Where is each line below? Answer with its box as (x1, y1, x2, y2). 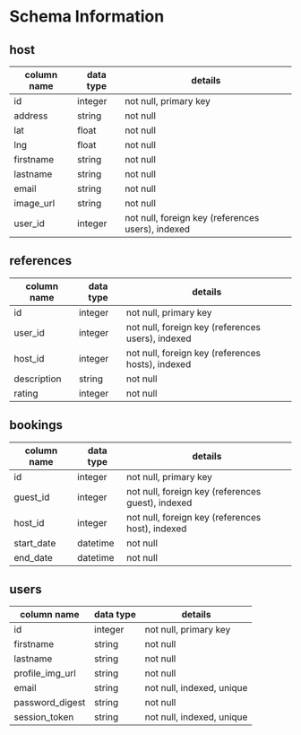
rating (13, 387, 39, 399)
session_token (13, 711, 74, 723)
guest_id (13, 491, 50, 503)
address (13, 109, 48, 122)
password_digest (13, 696, 86, 709)
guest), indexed (126, 496, 193, 509)
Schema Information (9, 6, 165, 27)
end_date (13, 551, 54, 564)
